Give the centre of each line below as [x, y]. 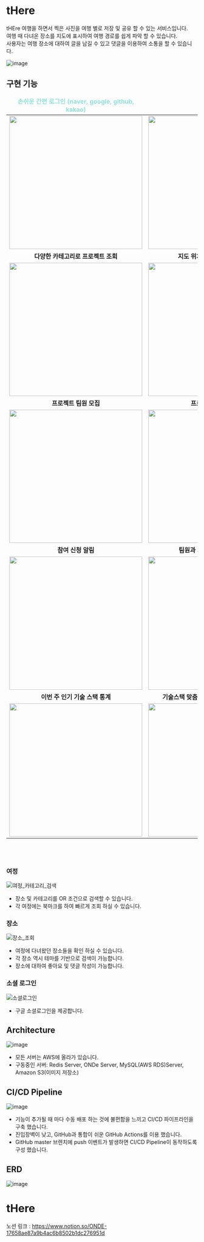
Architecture [31, 1030]
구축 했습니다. [32, 1127]
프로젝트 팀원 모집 [76, 403]
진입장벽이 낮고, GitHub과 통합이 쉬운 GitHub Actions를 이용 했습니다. [98, 1135]
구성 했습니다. [32, 1150]
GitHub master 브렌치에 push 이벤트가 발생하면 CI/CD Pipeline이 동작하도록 [106, 1142]
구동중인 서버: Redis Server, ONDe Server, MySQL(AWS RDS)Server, [99, 1065]
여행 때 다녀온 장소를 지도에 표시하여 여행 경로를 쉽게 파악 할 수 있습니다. [92, 36]
